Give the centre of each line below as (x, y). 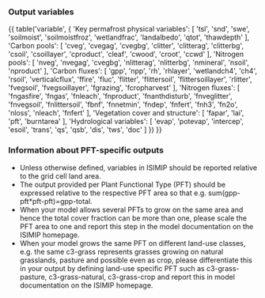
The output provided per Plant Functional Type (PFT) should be (123, 184)
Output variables (41, 12)
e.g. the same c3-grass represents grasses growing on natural (121, 251)
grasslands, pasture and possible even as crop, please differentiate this (136, 260)
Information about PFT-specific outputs (86, 150)
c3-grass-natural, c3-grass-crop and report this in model (142, 277)
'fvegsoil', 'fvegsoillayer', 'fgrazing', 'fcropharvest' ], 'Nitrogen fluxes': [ (124, 88)
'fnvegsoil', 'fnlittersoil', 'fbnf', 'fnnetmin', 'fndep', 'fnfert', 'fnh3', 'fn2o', (123, 104)
